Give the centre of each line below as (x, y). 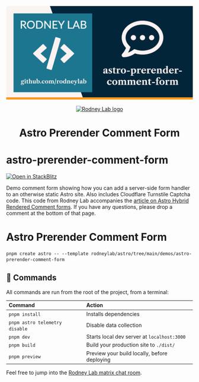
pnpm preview (25, 357)
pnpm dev (20, 338)
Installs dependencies (113, 314)
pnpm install (25, 314)
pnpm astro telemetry (35, 323)
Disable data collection (114, 325)
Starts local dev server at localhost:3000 (136, 337)
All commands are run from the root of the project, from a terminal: (87, 292)
